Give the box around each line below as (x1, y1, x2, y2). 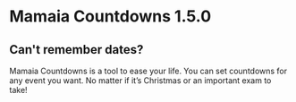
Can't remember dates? (9, 42, 144, 57)
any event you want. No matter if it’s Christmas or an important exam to (9, 75, 272, 86)
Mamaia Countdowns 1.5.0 (9, 6, 212, 27)
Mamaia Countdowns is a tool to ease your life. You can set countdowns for (9, 65, 288, 76)
